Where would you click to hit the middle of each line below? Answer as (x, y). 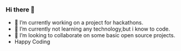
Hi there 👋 (20, 10)
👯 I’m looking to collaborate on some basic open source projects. (95, 35)
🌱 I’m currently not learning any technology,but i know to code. (92, 29)
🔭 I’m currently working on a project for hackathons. (79, 23)
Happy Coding (32, 42)
